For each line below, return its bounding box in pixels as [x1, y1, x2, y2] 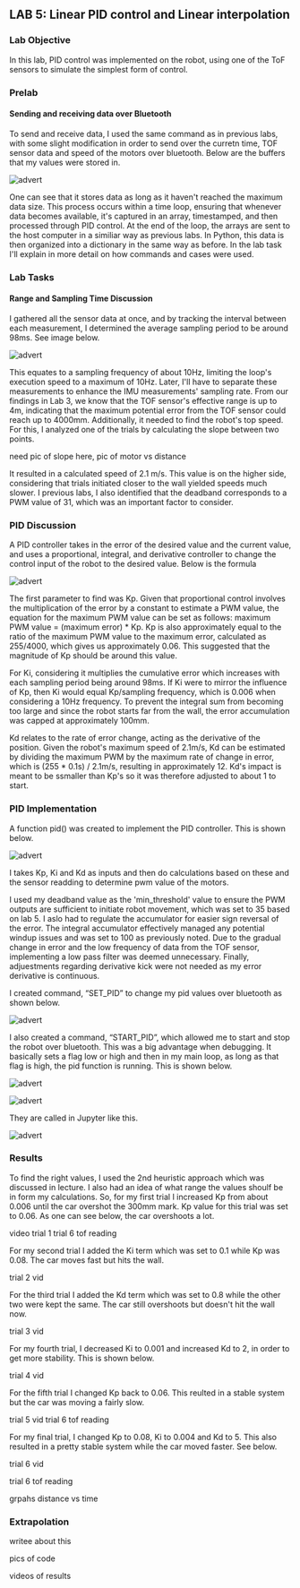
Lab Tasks [9, 270, 55, 283]
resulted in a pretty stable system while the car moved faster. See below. [9, 1441, 278, 1452]
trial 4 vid [9, 1369, 45, 1380]
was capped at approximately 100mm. [9, 716, 150, 726]
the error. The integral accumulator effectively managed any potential [9, 923, 266, 933]
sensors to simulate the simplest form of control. [9, 64, 188, 74]
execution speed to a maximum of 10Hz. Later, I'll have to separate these [9, 376, 278, 387]
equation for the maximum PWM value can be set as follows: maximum [9, 613, 271, 623]
